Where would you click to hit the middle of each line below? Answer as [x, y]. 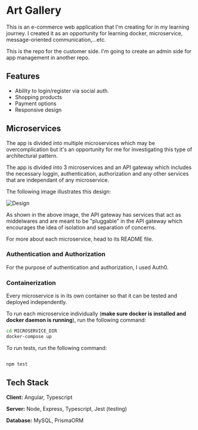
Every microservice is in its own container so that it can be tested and [92, 296]
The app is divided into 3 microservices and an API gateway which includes [99, 167]
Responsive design [38, 110]
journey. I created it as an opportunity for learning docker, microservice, [95, 33]
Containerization [31, 282]
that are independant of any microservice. [58, 180]
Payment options [35, 103]
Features [23, 76]
